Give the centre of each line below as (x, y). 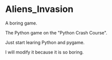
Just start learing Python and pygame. (45, 42)
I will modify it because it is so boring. (45, 52)
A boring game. (21, 23)
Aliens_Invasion (39, 9)
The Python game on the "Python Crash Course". (56, 32)
